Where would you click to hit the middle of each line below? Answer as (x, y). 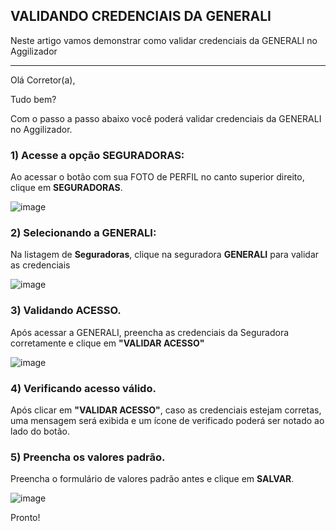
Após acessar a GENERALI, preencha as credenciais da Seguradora (150, 332)
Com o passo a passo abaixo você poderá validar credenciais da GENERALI (166, 118)
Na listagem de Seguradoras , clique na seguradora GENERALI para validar (165, 255)
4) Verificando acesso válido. (83, 388)
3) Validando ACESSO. (66, 311)
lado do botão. (40, 431)
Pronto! (25, 518)
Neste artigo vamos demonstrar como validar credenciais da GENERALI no (164, 40)
